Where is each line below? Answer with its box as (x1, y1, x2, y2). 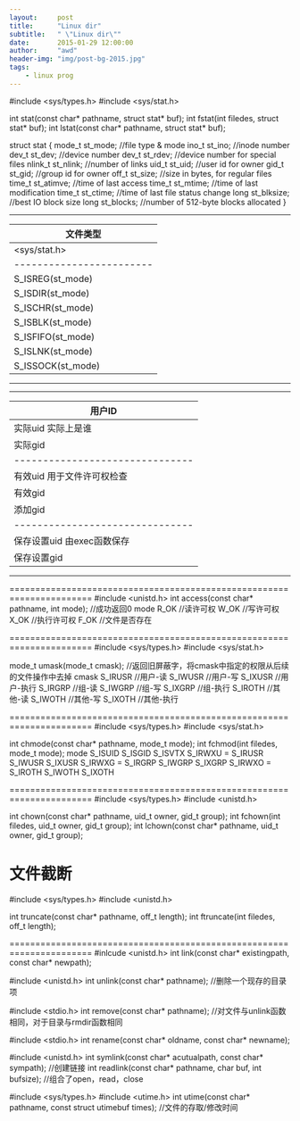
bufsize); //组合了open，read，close (9, 1073, 144, 1084)
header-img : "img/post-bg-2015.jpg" (9, 54, 146, 63)
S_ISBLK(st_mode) (13, 316, 92, 328)
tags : (9, 63, 29, 72)
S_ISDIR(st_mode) (13, 286, 90, 299)
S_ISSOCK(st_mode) (13, 359, 101, 371)
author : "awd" (9, 46, 78, 55)
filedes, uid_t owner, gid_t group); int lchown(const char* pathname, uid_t (9, 820, 279, 831)
